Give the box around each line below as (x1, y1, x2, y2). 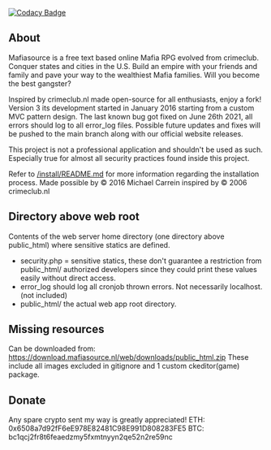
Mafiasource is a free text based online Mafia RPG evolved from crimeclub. (8, 53, 260, 63)
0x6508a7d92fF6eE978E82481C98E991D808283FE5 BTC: (8, 423, 204, 434)
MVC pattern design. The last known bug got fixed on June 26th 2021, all (8, 111, 253, 121)
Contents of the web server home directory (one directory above (8, 231, 225, 241)
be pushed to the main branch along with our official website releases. (8, 128, 243, 138)
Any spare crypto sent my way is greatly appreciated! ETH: (8, 415, 205, 425)
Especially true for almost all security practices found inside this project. (8, 153, 250, 162)
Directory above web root (8, 210, 140, 223)
